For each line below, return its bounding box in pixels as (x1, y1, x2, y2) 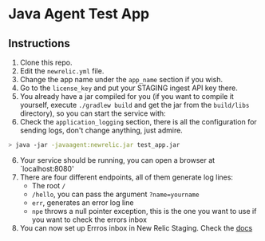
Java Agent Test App (8, 5, 150, 23)
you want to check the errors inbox (31, 215, 148, 224)
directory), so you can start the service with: (19, 109, 166, 118)
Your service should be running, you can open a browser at (19, 155, 216, 164)
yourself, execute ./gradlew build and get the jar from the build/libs (19, 101, 250, 109)
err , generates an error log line (31, 197, 134, 207)
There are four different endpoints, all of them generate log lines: (19, 172, 234, 182)
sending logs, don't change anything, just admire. (19, 125, 184, 135)
